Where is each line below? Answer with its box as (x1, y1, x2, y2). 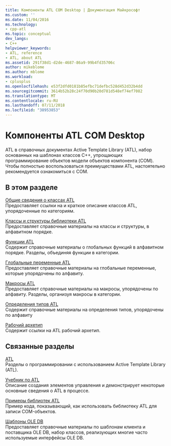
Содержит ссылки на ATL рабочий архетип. (5, 327, 101, 333)
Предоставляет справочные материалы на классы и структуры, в (5, 223, 150, 229)
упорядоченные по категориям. (5, 208, 75, 214)
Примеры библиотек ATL (5, 397, 60, 403)
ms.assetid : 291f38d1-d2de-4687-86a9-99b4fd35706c (5, 60, 115, 65)
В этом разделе (5, 183, 58, 192)
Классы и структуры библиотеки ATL (5, 217, 87, 224)
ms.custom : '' (5, 12, 36, 17)
